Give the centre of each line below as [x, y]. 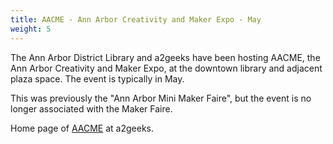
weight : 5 [31, 29]
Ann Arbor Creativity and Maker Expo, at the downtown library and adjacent [166, 68]
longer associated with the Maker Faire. [91, 108]
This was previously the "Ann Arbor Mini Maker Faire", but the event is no [161, 98]
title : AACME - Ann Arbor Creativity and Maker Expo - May [136, 19]
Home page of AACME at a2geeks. [82, 128]
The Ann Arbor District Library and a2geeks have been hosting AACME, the [165, 57]
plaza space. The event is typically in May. [97, 78]
